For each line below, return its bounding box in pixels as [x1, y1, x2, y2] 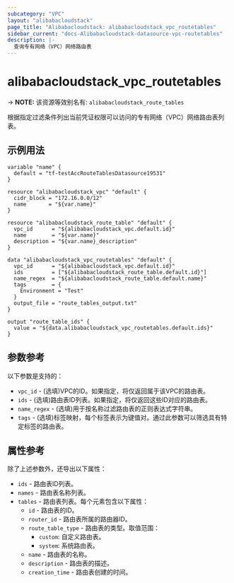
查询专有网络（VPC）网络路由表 [13, 43, 92, 50]
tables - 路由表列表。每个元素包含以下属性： [17, 497, 149, 506]
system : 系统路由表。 [38, 541, 99, 550]
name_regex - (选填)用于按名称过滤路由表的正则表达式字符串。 [17, 404, 197, 413]
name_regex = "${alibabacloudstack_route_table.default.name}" [13, 275, 207, 282]
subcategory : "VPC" [7, 10, 65, 18]
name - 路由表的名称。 [28, 550, 91, 559]
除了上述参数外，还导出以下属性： [7, 464, 107, 473]
